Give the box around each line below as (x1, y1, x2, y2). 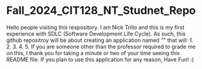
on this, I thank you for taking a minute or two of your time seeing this (6, 49, 180, 56)
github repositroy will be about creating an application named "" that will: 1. (6, 36, 194, 44)
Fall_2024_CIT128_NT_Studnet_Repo (6, 4, 196, 18)
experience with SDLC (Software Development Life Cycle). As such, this (6, 30, 186, 37)
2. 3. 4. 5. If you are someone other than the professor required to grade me (6, 43, 196, 50)
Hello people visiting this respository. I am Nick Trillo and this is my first (6, 24, 185, 31)
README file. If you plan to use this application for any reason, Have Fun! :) (6, 56, 194, 63)
